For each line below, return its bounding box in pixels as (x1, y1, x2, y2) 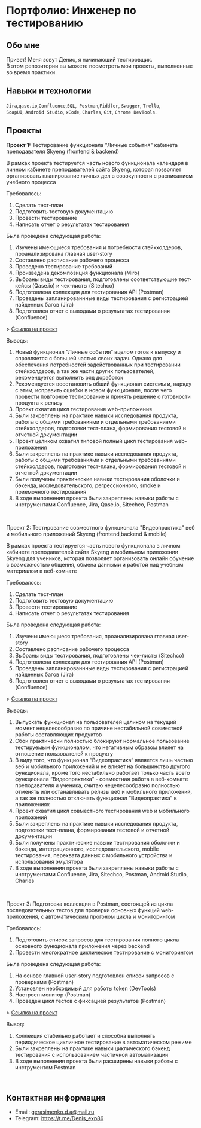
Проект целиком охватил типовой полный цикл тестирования (14, 437, 173, 444)
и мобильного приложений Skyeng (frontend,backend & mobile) (6, 530, 167, 537)
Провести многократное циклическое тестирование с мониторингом (14, 949, 193, 956)
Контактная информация (6, 1093, 106, 1103)
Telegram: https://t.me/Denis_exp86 (14, 1115, 104, 1122)
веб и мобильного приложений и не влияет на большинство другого (14, 763, 191, 770)
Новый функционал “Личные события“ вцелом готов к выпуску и (14, 348, 181, 356)
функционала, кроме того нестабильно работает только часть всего (14, 769, 190, 776)
